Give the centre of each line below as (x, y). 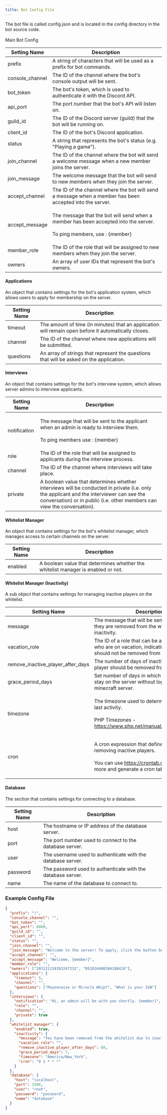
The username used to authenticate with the (95, 855)
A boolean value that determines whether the (92, 563)
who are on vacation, (119, 647)
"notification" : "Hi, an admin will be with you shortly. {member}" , (88, 1001)
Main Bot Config (22, 40)
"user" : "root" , (31, 1090)
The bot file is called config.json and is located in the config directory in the (83, 24)
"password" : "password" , (40, 1094)
